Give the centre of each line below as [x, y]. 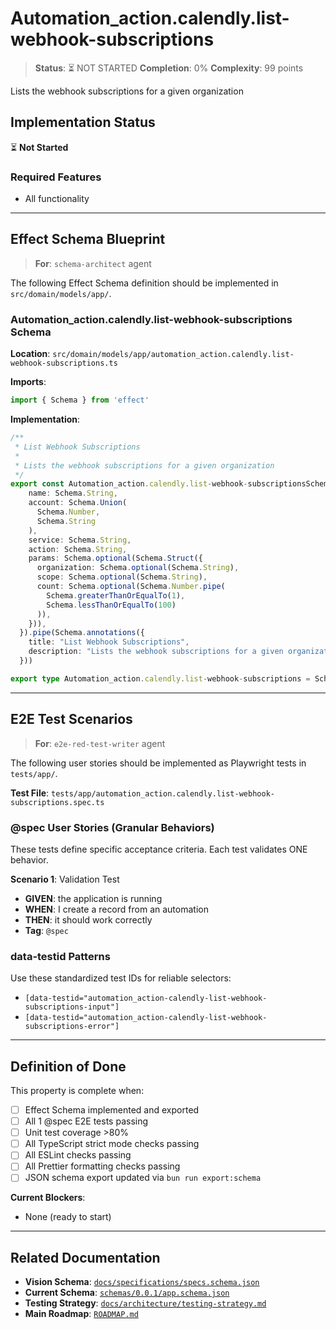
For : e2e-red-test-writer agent [100, 743]
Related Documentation [85, 1257]
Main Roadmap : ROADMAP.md [81, 1314]
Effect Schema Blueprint [88, 239]
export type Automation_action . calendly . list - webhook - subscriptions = [160, 678]
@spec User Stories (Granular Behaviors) [112, 827]
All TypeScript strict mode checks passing [112, 1144]
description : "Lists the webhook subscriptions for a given [156, 652]
